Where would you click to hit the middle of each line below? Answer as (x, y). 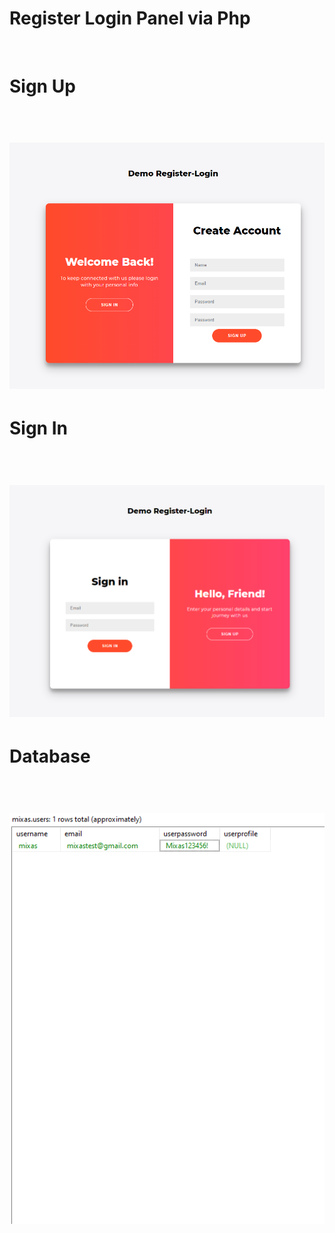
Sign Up (42, 86)
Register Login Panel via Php (130, 18)
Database (50, 756)
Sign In (38, 428)
